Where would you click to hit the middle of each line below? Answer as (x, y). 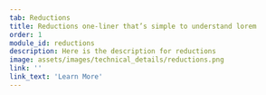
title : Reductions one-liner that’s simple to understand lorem (133, 26)
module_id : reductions (52, 43)
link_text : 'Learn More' (56, 77)
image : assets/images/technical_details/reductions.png (117, 60)
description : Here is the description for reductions (113, 52)
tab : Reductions (40, 18)
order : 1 (26, 34)
